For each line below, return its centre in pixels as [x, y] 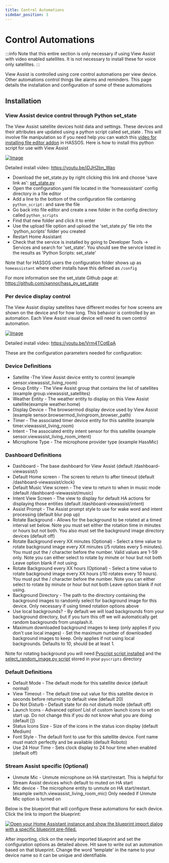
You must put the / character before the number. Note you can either [84, 579]
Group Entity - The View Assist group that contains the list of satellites [86, 388]
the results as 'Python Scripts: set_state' [54, 253]
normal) [21, 688]
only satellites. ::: [23, 64]
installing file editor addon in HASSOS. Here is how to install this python [79, 143]
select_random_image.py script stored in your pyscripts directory [74, 659]
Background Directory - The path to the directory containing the [79, 595]
